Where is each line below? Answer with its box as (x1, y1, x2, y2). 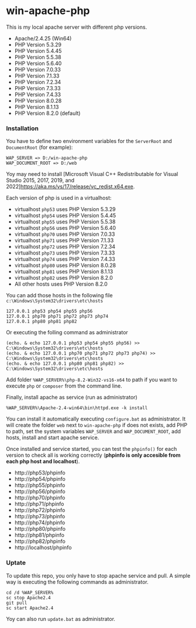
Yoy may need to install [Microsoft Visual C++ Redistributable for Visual (6, 171, 178, 178)
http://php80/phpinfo (14, 525, 66, 532)
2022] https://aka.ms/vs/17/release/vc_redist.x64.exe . (6, 183, 135, 190)
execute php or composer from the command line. (6, 382, 123, 389)
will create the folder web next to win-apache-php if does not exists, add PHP (6, 422, 188, 429)
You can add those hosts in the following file (6, 292, 113, 299)
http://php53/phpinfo (14, 469, 66, 476)
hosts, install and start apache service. (6, 434, 99, 441)
